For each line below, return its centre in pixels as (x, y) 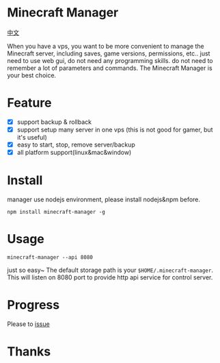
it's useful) (32, 137)
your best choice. (32, 75)
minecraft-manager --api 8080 (50, 258)
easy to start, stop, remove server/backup (76, 145)
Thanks (29, 352)
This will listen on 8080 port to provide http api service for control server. (110, 277)
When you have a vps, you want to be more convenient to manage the (106, 46)
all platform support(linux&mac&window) (74, 153)
